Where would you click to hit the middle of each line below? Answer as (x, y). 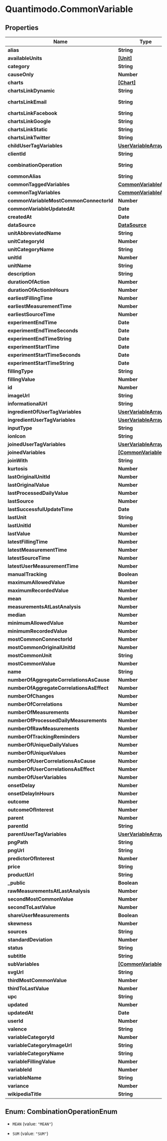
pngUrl (16, 850)
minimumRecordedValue (38, 631)
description (22, 274)
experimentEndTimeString (40, 339)
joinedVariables (27, 452)
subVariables (24, 964)
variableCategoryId (31, 1037)
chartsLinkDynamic (31, 91)
